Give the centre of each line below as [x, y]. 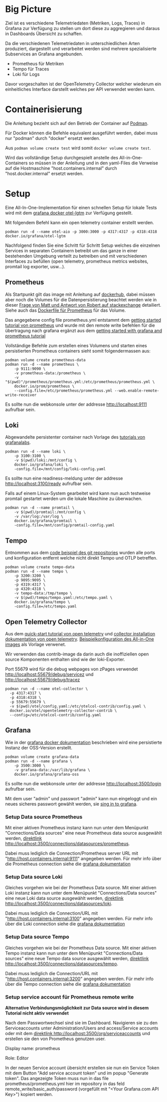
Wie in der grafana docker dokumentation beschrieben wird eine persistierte [83, 742]
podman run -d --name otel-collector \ [47, 689]
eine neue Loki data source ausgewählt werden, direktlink [64, 898]
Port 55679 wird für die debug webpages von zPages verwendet [72, 669]
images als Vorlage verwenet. [36, 644]
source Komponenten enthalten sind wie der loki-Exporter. [65, 659]
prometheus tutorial [25, 336]
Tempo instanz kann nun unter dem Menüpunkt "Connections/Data [74, 953]
